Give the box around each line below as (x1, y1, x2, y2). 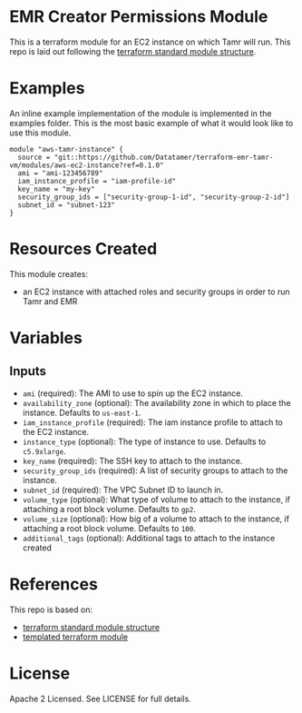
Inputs (9, 363, 47, 379)
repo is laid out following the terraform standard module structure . (9, 45, 257, 56)
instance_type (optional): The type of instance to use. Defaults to (22, 436, 267, 447)
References (9, 574, 98, 594)
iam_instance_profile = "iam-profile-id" (17, 176, 177, 185)
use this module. (9, 127, 72, 138)
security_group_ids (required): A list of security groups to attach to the (22, 465, 288, 476)
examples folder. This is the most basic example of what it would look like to (9, 117, 294, 128)
